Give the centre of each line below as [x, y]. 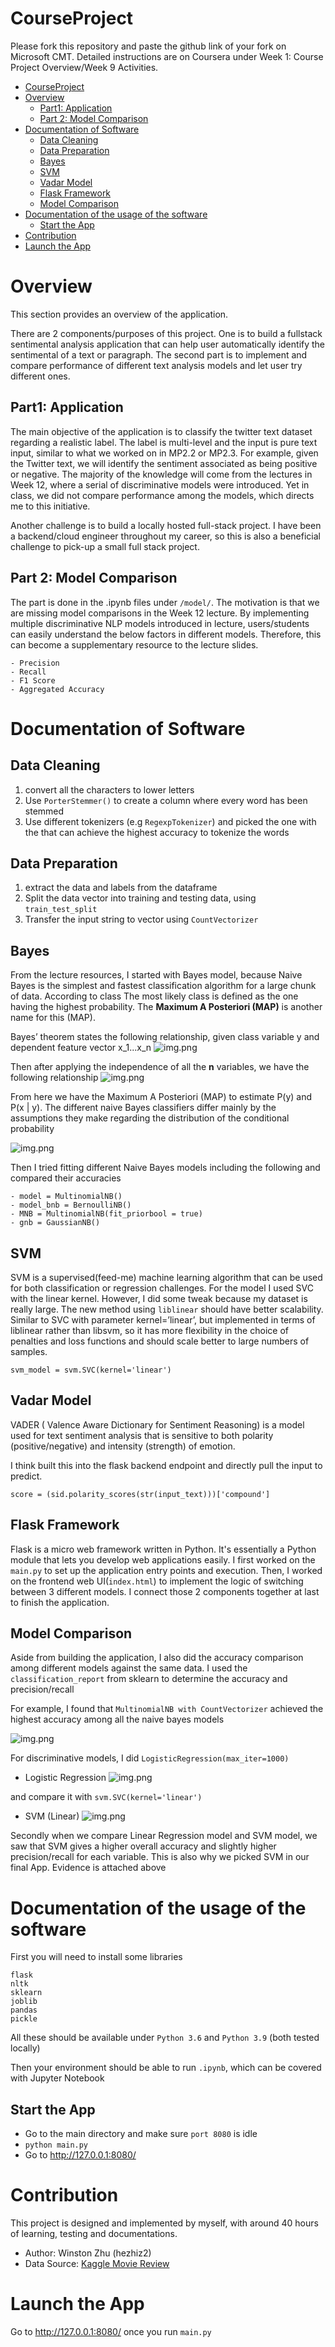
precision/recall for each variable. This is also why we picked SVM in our [160, 1857]
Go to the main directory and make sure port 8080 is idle [141, 2134]
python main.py [56, 2145]
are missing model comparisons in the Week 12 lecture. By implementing [160, 613]
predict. [26, 1476]
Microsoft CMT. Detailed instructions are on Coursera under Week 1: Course [167, 56]
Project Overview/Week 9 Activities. [84, 67]
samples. [29, 1351]
